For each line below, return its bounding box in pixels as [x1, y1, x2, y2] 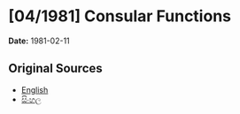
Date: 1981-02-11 [8, 35, 70, 46]
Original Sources [8, 61, 103, 76]
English [20, 84, 49, 95]
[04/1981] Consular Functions [8, 6, 232, 27]
